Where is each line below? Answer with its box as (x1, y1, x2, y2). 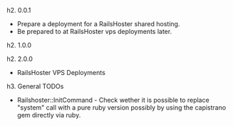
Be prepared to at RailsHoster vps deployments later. (16, 28, 172, 35)
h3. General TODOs (6, 82, 64, 91)
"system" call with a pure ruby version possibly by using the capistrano (16, 103, 227, 112)
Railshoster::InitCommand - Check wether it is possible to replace (16, 96, 209, 104)
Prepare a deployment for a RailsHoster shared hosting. (16, 20, 180, 28)
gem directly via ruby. (16, 111, 81, 119)
